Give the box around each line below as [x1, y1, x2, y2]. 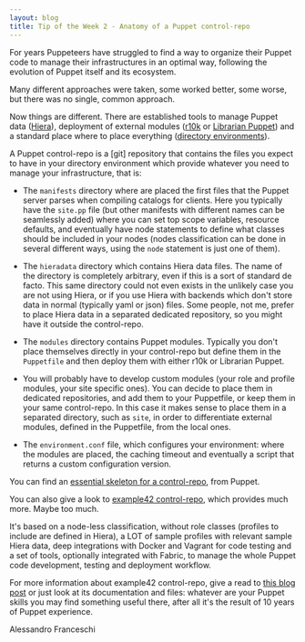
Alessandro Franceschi [9, 624, 96, 635]
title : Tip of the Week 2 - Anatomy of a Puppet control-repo [9, 22, 250, 31]
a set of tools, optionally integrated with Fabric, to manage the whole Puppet [9, 549, 296, 560]
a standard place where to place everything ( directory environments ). [9, 130, 270, 141]
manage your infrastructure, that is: [9, 167, 142, 178]
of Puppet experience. [9, 606, 94, 617]
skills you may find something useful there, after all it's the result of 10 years [9, 597, 295, 607]
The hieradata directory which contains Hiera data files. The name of [22, 260, 283, 271]
